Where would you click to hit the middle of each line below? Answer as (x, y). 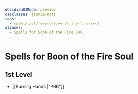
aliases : (14, 28)
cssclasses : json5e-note (30, 14)
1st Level (19, 75)
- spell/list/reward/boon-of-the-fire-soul (55, 23)
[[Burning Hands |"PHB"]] (38, 86)
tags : (11, 19)
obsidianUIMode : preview (30, 10)
